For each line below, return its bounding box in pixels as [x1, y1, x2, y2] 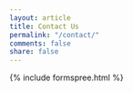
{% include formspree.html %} [9, 72, 125, 83]
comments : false [9, 38, 71, 48]
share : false [9, 47, 59, 56]
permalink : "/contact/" [9, 30, 100, 39]
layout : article [9, 13, 71, 23]
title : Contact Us [9, 22, 79, 31]
